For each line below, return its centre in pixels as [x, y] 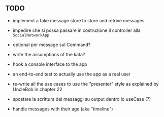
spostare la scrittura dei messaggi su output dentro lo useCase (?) [82, 99]
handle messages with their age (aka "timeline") [63, 109]
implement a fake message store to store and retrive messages [78, 20]
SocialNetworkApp [31, 35]
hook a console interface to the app [50, 64]
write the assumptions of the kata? [49, 54]
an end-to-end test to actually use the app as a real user [72, 74]
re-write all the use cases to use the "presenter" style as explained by [86, 84]
